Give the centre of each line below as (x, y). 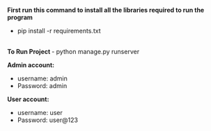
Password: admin (42, 86)
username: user (40, 113)
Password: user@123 (48, 120)
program (20, 17)
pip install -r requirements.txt (59, 31)
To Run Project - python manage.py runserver (73, 52)
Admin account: (31, 65)
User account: (28, 99)
